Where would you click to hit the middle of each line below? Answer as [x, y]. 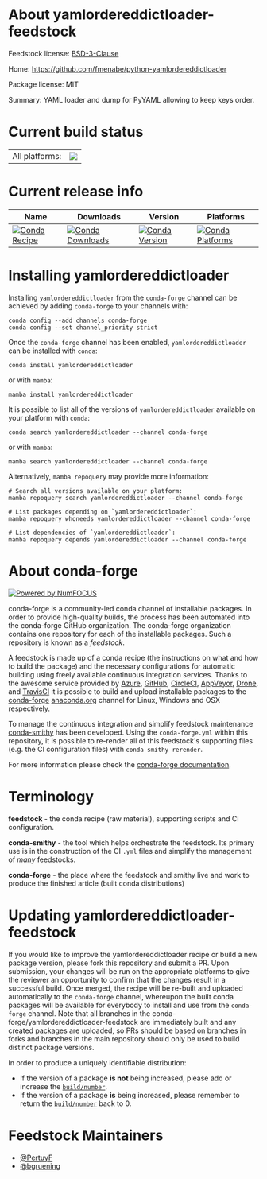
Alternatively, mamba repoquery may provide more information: [108, 476]
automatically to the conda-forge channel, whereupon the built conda [121, 996]
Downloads [99, 216]
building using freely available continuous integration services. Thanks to [128, 674]
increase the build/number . [64, 1086]
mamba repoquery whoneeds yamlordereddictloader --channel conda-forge [129, 518]
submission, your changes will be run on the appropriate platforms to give [129, 971]
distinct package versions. [51, 1047]
